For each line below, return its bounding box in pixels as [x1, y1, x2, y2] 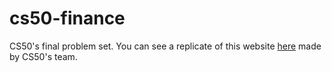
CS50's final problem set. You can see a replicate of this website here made [9, 40, 322, 52]
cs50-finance [9, 7, 126, 30]
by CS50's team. [9, 50, 78, 62]
